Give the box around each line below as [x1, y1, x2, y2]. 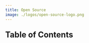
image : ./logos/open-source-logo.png [5, 12, 84, 17]
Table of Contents [5, 29, 73, 39]
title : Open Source [5, 7, 46, 13]
